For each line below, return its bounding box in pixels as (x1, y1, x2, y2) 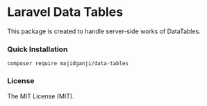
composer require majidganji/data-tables (7, 60, 129, 67)
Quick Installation (7, 44, 68, 54)
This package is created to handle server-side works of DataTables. (7, 27, 201, 35)
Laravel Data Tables (7, 4, 124, 20)
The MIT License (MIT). (7, 91, 74, 100)
